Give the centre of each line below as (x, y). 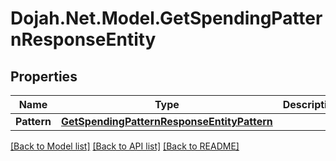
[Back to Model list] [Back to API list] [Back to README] (125, 146)
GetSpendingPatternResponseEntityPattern (166, 121)
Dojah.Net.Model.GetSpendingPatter (166, 18)
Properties (44, 76)
